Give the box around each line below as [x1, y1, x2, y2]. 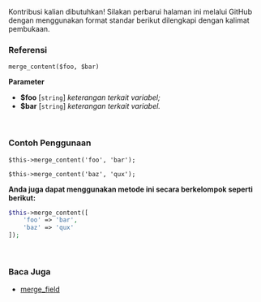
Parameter [8, 77, 45, 87]
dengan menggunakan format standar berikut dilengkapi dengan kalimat [8, 15, 250, 25]
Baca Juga [8, 266, 51, 278]
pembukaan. [8, 24, 50, 33]
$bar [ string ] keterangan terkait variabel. [19, 101, 160, 111]
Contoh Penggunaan [8, 137, 92, 149]
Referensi [8, 44, 47, 55]
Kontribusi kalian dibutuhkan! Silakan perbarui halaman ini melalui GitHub [8, 7, 253, 16]
